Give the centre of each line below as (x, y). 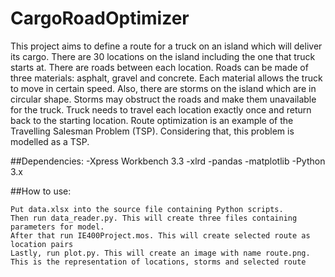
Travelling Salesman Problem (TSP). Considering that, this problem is (152, 131)
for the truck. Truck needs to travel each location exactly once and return (161, 109)
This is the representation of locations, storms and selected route (158, 262)
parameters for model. (57, 227)
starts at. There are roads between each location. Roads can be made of (159, 67)
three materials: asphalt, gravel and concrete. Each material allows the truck (166, 78)
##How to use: (41, 191)
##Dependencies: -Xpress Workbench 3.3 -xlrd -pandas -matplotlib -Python (168, 161)
